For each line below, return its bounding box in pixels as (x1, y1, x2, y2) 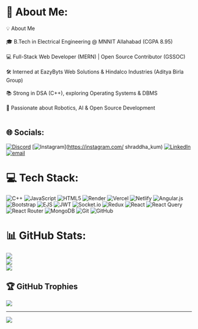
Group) (6, 77, 24, 84)
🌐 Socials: (6, 128, 45, 138)
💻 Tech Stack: (6, 171, 79, 184)
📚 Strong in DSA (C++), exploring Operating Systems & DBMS (6, 89, 158, 97)
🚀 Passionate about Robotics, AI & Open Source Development (6, 104, 156, 111)
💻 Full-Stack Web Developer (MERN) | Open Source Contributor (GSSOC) (6, 53, 186, 60)
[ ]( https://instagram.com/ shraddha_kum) (32, 143, 163, 150)
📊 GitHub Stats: (6, 229, 87, 242)
